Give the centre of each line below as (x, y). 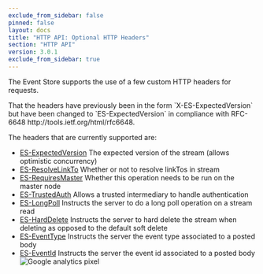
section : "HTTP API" (42, 45)
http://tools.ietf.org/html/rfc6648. (81, 122)
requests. (24, 90)
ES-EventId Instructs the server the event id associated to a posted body (137, 253)
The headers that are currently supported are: (83, 137)
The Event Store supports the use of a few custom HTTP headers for (120, 81)
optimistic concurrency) (58, 161)
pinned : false (31, 23)
